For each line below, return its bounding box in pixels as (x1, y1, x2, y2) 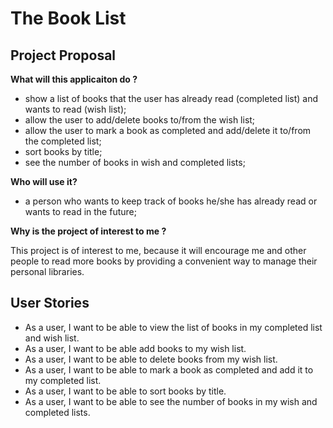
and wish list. (24, 332, 80, 344)
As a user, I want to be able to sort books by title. (24, 385, 227, 397)
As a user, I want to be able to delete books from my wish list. (24, 353, 278, 365)
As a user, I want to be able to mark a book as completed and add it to (24, 363, 314, 376)
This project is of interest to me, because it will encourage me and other (10, 245, 307, 256)
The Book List (10, 7, 127, 30)
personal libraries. (10, 266, 85, 277)
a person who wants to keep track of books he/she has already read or (24, 195, 318, 207)
